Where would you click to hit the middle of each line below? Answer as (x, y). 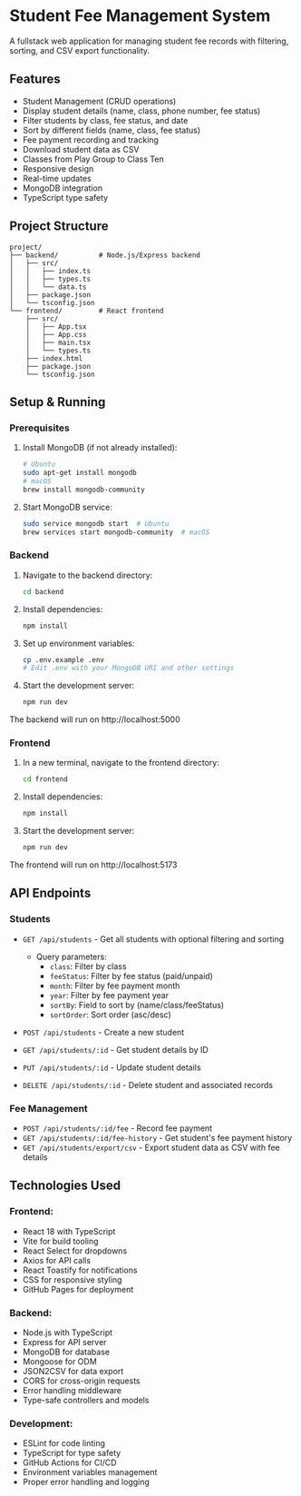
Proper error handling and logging (86, 1482)
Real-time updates (57, 178)
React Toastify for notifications (80, 1270)
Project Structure (59, 227)
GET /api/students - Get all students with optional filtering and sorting (153, 939)
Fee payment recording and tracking (90, 139)
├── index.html (54, 358)
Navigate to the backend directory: (87, 575)
